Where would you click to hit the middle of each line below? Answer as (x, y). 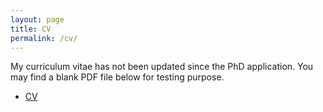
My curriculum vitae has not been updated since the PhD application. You (162, 67)
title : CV (31, 29)
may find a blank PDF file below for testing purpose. (117, 77)
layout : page (37, 19)
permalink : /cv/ (44, 38)
